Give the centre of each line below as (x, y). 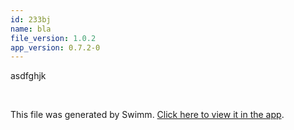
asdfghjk (28, 76)
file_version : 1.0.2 (53, 38)
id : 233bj (31, 19)
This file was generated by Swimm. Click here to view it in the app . (147, 115)
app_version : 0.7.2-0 (55, 47)
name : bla (31, 29)
